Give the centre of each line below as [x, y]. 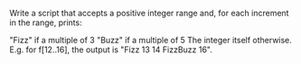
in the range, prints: [46, 23]
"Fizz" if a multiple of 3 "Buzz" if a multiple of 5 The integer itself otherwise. [150, 40]
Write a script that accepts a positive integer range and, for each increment [149, 13]
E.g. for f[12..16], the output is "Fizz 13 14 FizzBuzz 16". [111, 50]
